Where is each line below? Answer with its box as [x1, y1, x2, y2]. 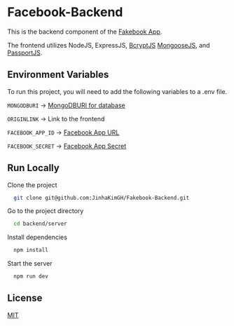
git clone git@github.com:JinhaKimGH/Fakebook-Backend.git [13, 194, 190, 201]
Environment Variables [7, 69, 109, 81]
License [7, 292, 43, 304]
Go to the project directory [7, 207, 84, 215]
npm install [13, 247, 49, 254]
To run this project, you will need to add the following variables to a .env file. [7, 87, 228, 95]
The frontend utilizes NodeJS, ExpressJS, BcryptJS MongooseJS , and [7, 41, 210, 49]
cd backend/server [13, 220, 68, 228]
